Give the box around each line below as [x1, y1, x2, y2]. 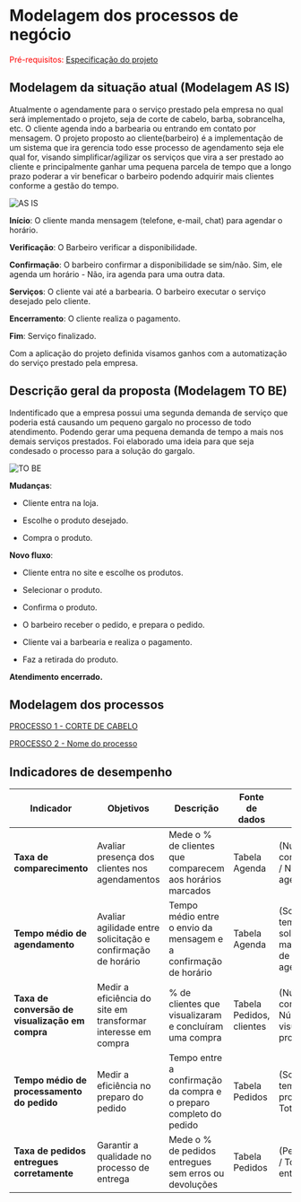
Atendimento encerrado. [9, 671, 103, 682]
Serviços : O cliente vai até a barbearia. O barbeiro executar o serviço [9, 286, 266, 297]
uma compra [168, 1032, 222, 1044]
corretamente [13, 1167, 74, 1180]
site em [97, 1004, 128, 1016]
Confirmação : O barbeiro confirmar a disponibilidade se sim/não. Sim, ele [9, 259, 283, 270]
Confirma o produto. [21, 602, 98, 613]
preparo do [97, 1091, 144, 1103]
